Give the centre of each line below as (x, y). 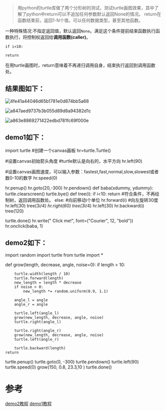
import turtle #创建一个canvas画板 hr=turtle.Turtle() (58, 150)
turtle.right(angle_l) (38, 322)
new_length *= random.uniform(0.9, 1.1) (66, 292)
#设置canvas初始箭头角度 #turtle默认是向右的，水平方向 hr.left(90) (74, 161)
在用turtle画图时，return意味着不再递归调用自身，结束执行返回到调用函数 (80, 65)
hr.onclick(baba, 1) (24, 226)
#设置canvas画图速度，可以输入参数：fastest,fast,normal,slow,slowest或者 (82, 171)
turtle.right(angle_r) (38, 331)
